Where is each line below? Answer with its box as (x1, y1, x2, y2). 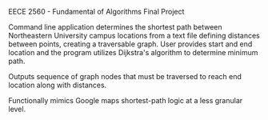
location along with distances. (8, 80, 107, 90)
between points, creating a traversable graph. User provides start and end (8, 39, 253, 49)
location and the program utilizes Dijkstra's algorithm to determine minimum (8, 48, 258, 57)
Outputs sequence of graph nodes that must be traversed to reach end (8, 72, 242, 81)
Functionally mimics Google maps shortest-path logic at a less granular (8, 96, 243, 105)
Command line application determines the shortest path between (8, 22, 222, 31)
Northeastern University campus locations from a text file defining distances (8, 31, 260, 40)
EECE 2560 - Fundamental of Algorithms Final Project (8, 7, 185, 16)
